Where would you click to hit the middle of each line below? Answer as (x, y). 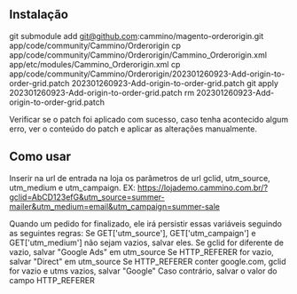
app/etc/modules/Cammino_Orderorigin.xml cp (95, 64)
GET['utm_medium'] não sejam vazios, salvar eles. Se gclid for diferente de (146, 242)
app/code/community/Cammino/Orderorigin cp (95, 45)
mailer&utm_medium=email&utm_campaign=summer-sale (114, 206)
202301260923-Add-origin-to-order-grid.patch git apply (175, 83)
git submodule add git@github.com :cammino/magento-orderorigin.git (137, 36)
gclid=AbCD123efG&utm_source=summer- (87, 197)
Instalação (39, 15)
